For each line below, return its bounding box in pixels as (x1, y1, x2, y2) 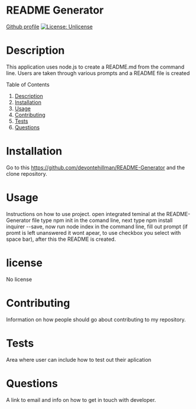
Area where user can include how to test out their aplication (6, 356, 152, 363)
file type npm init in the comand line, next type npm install (32, 217, 173, 224)
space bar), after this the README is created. (6, 235, 116, 243)
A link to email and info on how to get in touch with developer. (6, 396, 156, 403)
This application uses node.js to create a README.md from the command (6, 63, 185, 70)
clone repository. (6, 170, 47, 177)
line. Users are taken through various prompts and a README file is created (6, 69, 190, 77)
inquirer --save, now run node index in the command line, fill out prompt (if (6, 223, 188, 230)
